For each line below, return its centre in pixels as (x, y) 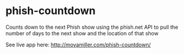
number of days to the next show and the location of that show (82, 33)
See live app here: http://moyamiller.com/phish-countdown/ (78, 45)
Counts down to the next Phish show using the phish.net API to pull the (92, 27)
